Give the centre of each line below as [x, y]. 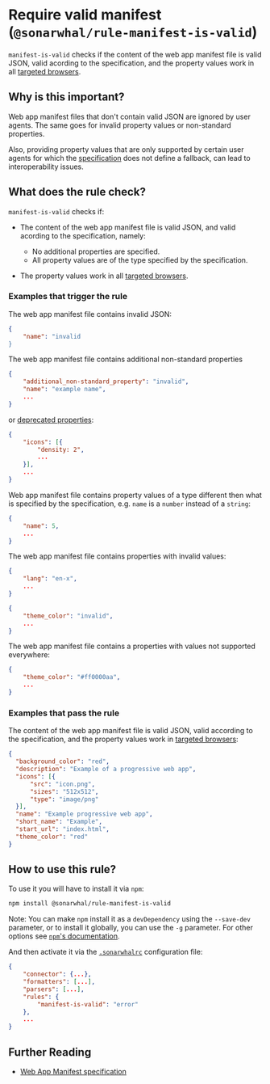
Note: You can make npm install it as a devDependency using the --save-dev [130, 919]
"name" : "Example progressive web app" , [84, 814]
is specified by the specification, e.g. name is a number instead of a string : [130, 504]
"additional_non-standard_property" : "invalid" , [106, 382]
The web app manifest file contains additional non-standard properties [126, 359]
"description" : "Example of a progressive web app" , [106, 770]
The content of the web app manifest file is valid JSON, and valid [128, 227]
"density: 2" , [61, 449]
